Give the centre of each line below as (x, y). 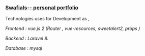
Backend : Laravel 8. (27, 38)
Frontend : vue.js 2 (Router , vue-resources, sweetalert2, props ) (73, 29)
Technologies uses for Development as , (48, 19)
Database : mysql (24, 48)
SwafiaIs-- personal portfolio (42, 8)
